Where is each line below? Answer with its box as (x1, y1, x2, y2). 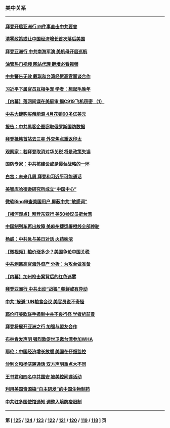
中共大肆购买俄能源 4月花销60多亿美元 (5, 111, 87, 117)
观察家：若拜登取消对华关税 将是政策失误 (5, 148, 91, 155)
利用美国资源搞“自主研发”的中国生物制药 (5, 386, 90, 392)
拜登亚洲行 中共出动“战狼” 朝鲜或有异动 (5, 286, 88, 292)
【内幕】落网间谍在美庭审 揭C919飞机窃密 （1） (5, 99, 105, 105)
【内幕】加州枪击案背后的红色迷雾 (5, 273, 76, 279)
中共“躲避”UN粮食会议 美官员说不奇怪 (5, 298, 84, 304)
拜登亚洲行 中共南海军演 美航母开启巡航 (5, 49, 88, 55)
